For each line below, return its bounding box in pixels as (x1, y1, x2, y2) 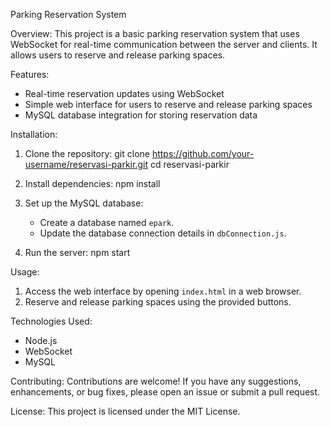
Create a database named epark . (39, 217, 175, 228)
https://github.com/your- (151, 148, 255, 159)
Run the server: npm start (24, 247, 131, 258)
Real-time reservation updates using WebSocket (24, 88, 225, 99)
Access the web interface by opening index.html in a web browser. (24, 285, 302, 297)
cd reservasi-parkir (149, 159, 230, 170)
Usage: (10, 266, 40, 278)
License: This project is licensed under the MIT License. (10, 405, 241, 417)
